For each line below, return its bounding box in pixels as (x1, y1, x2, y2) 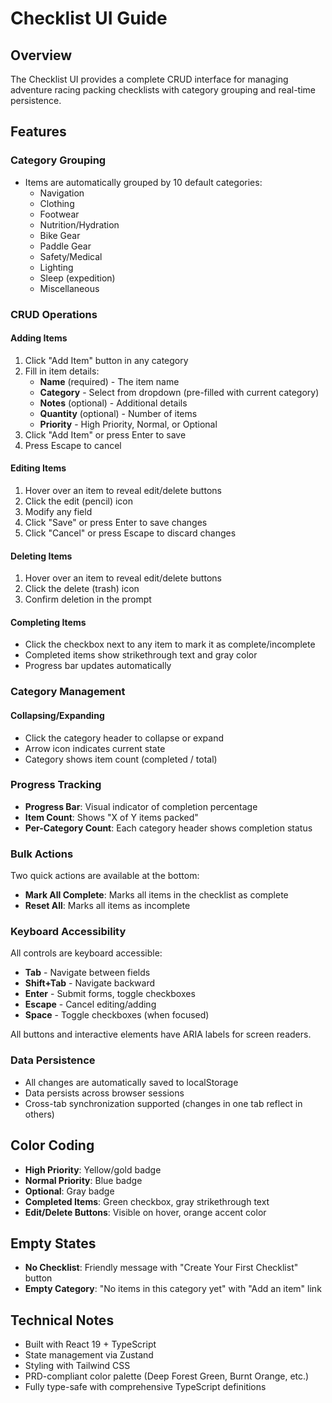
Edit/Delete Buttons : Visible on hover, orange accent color (24, 1206, 267, 1218)
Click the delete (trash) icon (24, 583, 140, 595)
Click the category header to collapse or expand (24, 732, 225, 744)
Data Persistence (10, 1053, 96, 1067)
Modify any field (24, 506, 93, 518)
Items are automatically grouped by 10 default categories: (24, 176, 263, 188)
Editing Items (10, 462, 67, 474)
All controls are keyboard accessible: (10, 947, 163, 959)
